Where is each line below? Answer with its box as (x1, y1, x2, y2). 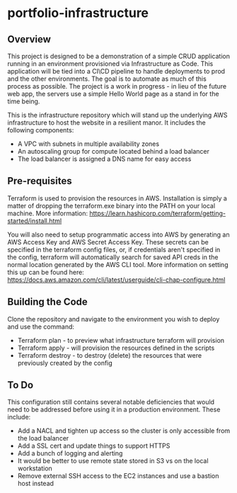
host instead (17, 480, 54, 488)
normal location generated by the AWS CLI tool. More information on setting (7, 260, 229, 268)
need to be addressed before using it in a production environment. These (7, 405, 221, 414)
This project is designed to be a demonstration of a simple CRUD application (7, 52, 230, 60)
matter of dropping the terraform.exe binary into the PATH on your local (7, 201, 216, 210)
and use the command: (7, 322, 75, 331)
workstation (17, 464, 53, 472)
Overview (7, 33, 52, 45)
